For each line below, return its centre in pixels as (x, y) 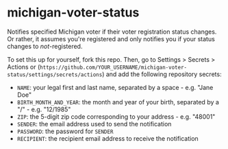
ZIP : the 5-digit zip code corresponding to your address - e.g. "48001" (116, 116)
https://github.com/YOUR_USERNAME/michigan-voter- (113, 67)
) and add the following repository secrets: (162, 74)
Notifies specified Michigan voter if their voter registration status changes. (112, 32)
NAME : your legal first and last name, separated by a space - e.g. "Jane (115, 87)
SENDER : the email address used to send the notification (94, 124)
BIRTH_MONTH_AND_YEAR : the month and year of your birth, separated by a (118, 102)
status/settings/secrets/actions (55, 74)
